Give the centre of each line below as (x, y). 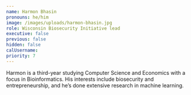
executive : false (27, 34)
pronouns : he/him (27, 17)
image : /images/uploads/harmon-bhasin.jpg (59, 23)
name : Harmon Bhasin (32, 12)
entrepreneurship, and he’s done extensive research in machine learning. (95, 85)
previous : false (26, 39)
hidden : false (24, 45)
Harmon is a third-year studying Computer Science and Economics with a (96, 72)
